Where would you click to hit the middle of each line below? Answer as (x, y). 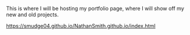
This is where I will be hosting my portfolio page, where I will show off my (95, 8)
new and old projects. (32, 15)
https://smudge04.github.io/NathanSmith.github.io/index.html (81, 26)
